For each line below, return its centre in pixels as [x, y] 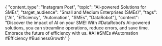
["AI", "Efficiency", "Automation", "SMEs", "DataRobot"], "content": [72, 17]
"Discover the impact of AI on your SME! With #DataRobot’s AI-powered [78, 23]
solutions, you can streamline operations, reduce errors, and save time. [77, 28]
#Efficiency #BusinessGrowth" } [38, 38]
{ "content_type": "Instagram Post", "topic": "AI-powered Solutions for [76, 7]
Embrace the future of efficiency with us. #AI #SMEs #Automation [72, 33]
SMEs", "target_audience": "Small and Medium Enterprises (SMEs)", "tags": [81, 12]
